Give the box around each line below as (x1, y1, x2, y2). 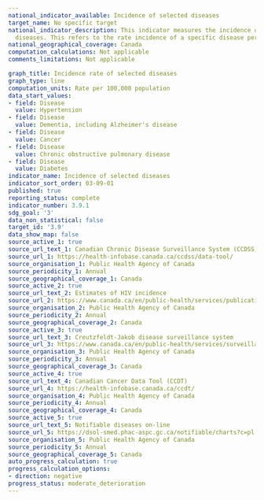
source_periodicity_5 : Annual (8, 443, 108, 451)
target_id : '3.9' (8, 224, 65, 231)
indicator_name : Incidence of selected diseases (8, 172, 170, 180)
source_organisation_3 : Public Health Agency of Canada (8, 348, 195, 356)
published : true (8, 187, 61, 194)
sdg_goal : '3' (8, 209, 55, 217)
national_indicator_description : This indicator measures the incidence (8, 26, 251, 34)
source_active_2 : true (8, 282, 82, 290)
